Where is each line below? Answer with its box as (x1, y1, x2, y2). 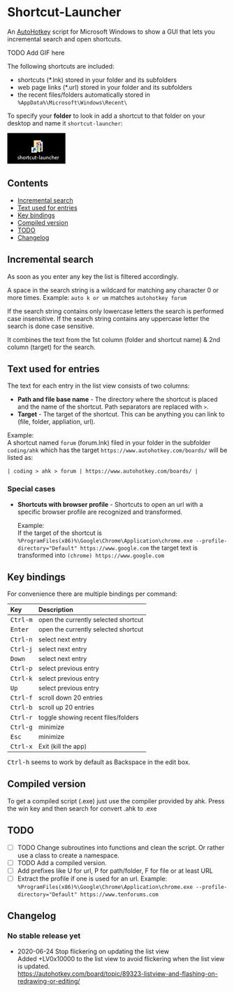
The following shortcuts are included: (7, 62, 115, 70)
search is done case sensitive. (7, 322, 94, 330)
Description (38, 605, 73, 613)
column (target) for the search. (7, 343, 96, 351)
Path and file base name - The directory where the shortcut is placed (17, 395, 218, 404)
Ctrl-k (10, 674, 33, 682)
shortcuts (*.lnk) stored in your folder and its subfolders (17, 75, 177, 84)
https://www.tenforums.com (80, 891, 159, 898)
